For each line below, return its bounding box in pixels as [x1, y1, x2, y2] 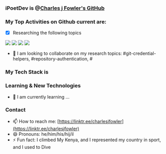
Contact [5, 106, 26, 113]
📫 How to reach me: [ [12, 118, 60, 124]
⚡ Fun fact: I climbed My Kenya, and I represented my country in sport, [12, 137, 161, 143]
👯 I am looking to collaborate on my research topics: [12, 50, 122, 56]
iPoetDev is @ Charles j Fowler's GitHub [5, 5, 105, 12]
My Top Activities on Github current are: [5, 18, 107, 25]
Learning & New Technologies [5, 82, 81, 89]
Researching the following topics [12, 30, 81, 36]
